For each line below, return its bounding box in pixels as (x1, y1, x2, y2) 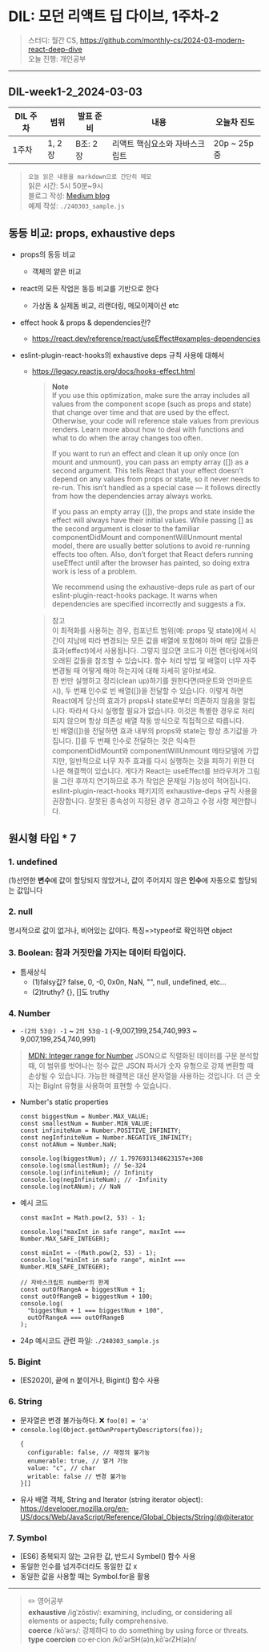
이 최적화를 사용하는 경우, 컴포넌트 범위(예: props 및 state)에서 (51, 625, 248, 635)
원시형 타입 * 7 (8, 831, 77, 845)
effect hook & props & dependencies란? (19, 318, 151, 327)
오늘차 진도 (215, 116, 255, 128)
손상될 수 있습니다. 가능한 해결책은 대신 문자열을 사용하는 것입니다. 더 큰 (27, 1071, 252, 1081)
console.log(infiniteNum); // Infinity (19, 1169, 154, 1177)
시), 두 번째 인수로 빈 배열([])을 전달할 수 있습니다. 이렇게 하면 (51, 685, 244, 695)
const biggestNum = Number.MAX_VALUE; (19, 1113, 150, 1121)
